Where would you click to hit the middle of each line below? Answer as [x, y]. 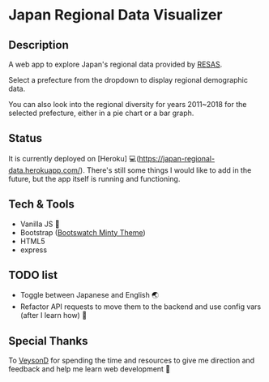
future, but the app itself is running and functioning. [94, 178]
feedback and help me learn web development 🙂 [90, 369]
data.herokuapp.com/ [45, 170]
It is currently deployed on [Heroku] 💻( [74, 158]
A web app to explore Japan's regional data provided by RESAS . [115, 64]
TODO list [33, 275]
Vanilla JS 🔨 [40, 224]
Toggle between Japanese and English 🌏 [90, 295]
